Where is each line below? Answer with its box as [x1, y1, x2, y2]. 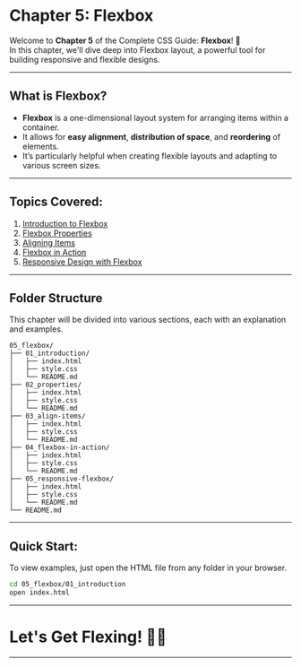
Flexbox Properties [21, 228, 92, 238]
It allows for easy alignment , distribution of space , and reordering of [21, 131, 280, 142]
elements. [21, 141, 60, 152]
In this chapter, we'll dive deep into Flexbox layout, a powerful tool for [9, 44, 266, 55]
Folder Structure [9, 290, 103, 306]
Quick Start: [9, 539, 78, 554]
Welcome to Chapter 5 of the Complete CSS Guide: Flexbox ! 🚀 [9, 35, 241, 46]
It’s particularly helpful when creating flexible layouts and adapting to [21, 150, 278, 161]
